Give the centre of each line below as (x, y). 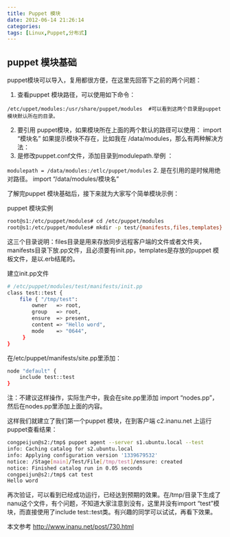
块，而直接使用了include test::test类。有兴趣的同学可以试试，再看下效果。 (112, 512)
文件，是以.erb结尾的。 (46, 259)
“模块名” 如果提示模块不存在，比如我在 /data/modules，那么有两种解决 (117, 139)
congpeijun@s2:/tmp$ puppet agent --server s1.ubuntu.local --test (106, 443)
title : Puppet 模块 (34, 13)
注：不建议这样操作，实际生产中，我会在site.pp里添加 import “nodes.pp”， (113, 398)
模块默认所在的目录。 (33, 117)
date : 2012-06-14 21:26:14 (46, 20)
